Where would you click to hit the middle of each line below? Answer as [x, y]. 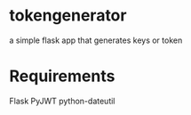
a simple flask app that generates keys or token [96, 40]
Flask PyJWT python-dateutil [62, 101]
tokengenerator [68, 16]
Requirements [62, 76]
